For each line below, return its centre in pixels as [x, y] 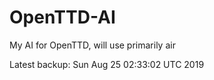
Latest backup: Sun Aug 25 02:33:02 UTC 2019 [107, 64]
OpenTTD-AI [62, 17]
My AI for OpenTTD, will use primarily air [92, 45]
